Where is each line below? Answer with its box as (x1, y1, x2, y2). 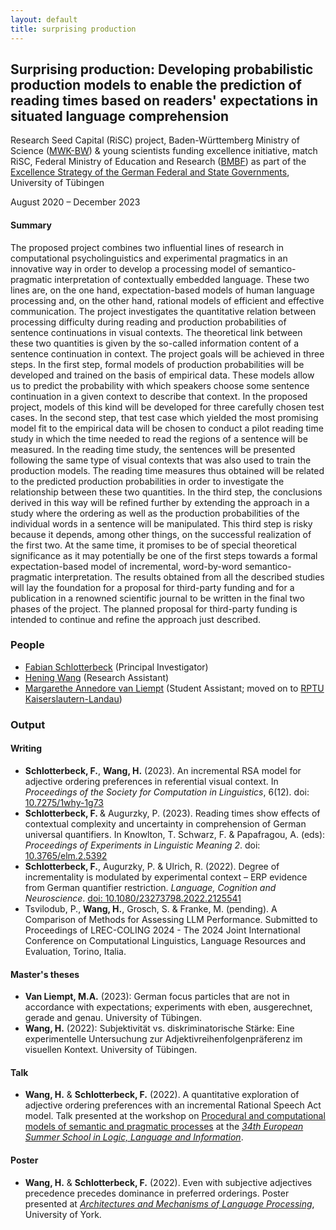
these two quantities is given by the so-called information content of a (10, 337, 300, 349)
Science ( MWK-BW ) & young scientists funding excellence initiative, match (10, 145, 318, 157)
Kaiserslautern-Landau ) (24, 692, 123, 705)
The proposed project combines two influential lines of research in (10, 241, 285, 253)
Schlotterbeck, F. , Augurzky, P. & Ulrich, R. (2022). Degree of (24, 860, 280, 872)
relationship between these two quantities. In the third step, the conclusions (10, 486, 323, 498)
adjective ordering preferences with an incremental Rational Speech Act (24, 1099, 322, 1111)
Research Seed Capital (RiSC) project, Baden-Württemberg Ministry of (10, 134, 300, 146)
